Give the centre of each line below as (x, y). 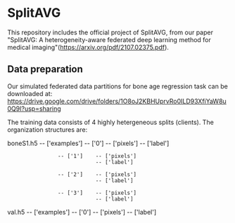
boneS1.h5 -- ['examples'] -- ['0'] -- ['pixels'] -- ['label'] (88, 143)
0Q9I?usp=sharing (34, 108)
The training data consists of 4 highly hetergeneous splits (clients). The (111, 122)
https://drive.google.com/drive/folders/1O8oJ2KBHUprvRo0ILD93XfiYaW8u (117, 101)
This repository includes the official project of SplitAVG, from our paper (110, 32)
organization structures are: (47, 129)
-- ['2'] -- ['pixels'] (97, 174)
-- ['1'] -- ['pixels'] (97, 156)
